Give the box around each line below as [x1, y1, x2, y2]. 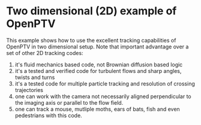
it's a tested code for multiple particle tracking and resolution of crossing [14, 80, 195, 87]
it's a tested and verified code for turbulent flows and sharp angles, [14, 67, 182, 74]
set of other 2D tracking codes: [6, 49, 83, 56]
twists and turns [14, 74, 55, 81]
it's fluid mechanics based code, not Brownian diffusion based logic [14, 61, 183, 68]
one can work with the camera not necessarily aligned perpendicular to [14, 93, 191, 100]
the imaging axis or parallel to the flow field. [14, 99, 124, 106]
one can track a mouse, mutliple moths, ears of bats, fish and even [14, 105, 180, 112]
